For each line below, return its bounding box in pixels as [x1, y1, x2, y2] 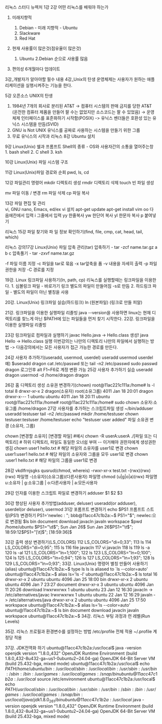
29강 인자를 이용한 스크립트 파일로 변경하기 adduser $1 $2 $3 [5, 490, 123, 496]
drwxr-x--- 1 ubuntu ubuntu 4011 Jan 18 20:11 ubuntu [5, 394, 110, 399]
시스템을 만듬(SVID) [21, 121, 59, 127]
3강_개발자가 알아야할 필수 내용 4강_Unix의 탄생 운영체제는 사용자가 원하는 [5, 77, 146, 82]
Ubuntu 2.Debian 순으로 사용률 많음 [19, 56, 88, 62]
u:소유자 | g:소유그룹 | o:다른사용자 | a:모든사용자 [5, 480, 98, 485]
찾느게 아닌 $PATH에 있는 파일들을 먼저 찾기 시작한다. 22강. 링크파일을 [21, 316, 155, 322]
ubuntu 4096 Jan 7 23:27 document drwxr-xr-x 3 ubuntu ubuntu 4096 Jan [5, 581, 154, 587]
